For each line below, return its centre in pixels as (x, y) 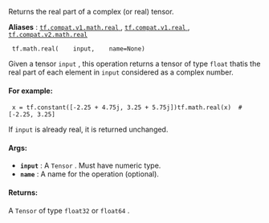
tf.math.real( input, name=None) (79, 49)
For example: (31, 91)
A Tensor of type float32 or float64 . (69, 210)
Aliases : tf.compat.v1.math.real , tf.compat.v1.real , (99, 27)
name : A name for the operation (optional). (89, 174)
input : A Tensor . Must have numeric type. (90, 166)
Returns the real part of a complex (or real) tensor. (91, 12)
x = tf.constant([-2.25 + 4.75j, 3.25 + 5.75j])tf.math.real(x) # (127, 107)
